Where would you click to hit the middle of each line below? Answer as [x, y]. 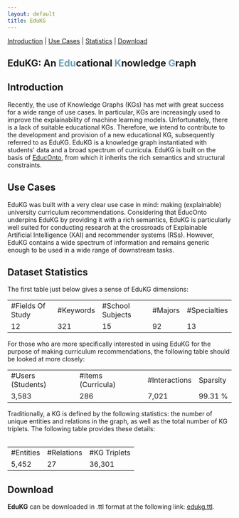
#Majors [166, 310]
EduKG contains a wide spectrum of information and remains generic [108, 242]
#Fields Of [28, 306]
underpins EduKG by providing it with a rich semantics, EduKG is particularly [119, 220]
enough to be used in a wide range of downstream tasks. [91, 250]
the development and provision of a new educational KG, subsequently [111, 134]
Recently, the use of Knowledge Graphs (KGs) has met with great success [116, 105]
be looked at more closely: [46, 359]
